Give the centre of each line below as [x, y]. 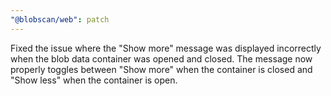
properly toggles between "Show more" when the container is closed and [161, 69]
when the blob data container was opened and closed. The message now [161, 58]
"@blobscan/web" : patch [60, 19]
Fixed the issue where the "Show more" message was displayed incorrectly [166, 48]
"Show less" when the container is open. [94, 80]
